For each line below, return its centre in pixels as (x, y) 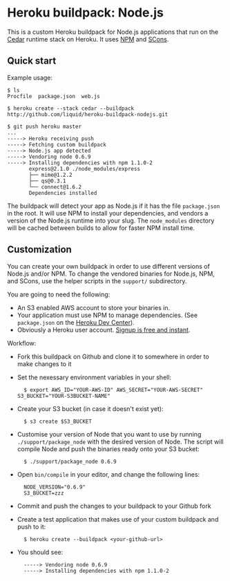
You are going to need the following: (59, 294)
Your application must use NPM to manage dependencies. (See (107, 315)
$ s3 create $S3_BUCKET (58, 421)
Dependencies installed (63, 193)
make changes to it (44, 363)
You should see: (40, 552)
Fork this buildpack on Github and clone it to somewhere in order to (113, 356)
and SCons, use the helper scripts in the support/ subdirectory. (97, 280)
